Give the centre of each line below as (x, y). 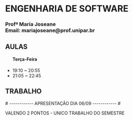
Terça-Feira (25, 59)
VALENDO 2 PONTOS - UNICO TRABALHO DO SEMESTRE (65, 113)
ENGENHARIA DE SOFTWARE (67, 9)
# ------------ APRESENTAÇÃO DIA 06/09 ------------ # (63, 103)
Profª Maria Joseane (31, 24)
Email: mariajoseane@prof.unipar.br (50, 30)
